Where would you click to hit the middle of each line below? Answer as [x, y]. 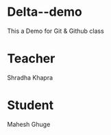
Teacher [31, 59]
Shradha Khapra [30, 77]
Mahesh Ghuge [29, 124]
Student [30, 105]
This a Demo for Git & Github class [56, 31]
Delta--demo [45, 12]
